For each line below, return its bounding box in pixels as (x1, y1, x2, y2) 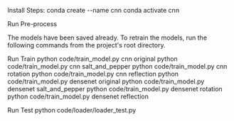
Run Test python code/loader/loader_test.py (7, 106, 137, 114)
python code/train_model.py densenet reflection (7, 92, 149, 100)
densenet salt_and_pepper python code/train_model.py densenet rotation (7, 85, 223, 93)
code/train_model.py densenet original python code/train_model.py (7, 77, 205, 86)
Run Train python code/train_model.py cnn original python (7, 54, 178, 63)
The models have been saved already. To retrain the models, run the (7, 33, 208, 42)
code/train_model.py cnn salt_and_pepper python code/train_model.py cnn (7, 62, 228, 70)
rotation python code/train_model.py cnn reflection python (7, 70, 179, 78)
